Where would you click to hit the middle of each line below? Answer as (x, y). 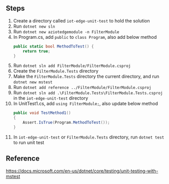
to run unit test (29, 142)
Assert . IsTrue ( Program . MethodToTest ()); (66, 123)
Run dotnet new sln (34, 26)
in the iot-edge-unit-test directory (51, 98)
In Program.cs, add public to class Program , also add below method (85, 37)
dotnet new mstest (33, 82)
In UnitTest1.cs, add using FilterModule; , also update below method (86, 104)
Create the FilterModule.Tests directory (56, 71)
